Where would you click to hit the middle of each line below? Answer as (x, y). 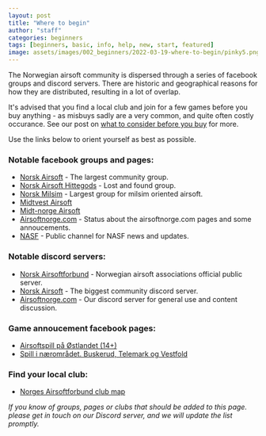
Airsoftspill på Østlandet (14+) (68, 345)
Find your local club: (48, 374)
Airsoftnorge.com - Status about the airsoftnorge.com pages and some (135, 220)
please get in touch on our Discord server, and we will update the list (120, 415)
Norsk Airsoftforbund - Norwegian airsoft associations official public (131, 273)
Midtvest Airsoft (46, 202)
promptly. (24, 424)
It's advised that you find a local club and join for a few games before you (128, 107)
